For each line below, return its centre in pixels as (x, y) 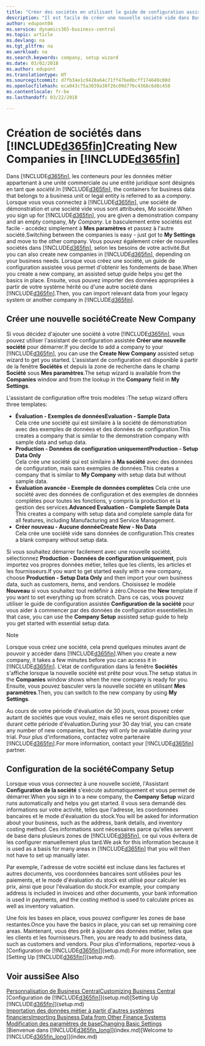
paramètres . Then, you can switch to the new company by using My (92, 692)
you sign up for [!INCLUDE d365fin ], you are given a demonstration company (103, 215)
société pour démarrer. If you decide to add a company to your (85, 347)
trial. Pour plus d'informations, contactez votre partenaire (78, 737)
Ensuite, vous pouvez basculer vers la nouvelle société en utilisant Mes (96, 686)
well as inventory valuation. (41, 906)
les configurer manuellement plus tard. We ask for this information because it (103, 842)
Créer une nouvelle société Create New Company (101, 319)
